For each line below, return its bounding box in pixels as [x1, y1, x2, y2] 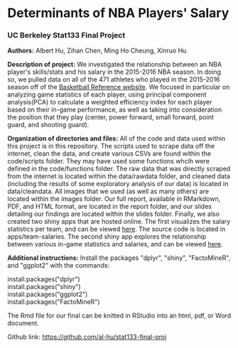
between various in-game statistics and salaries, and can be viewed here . [7, 240, 223, 249]
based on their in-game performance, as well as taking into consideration [7, 105, 222, 114]
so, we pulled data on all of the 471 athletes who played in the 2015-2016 [7, 75, 220, 84]
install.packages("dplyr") [7, 275, 80, 283]
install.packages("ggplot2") [7, 290, 88, 299]
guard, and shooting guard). [7, 121, 90, 129]
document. [7, 319, 39, 327]
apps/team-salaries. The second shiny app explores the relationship [7, 232, 207, 241]
